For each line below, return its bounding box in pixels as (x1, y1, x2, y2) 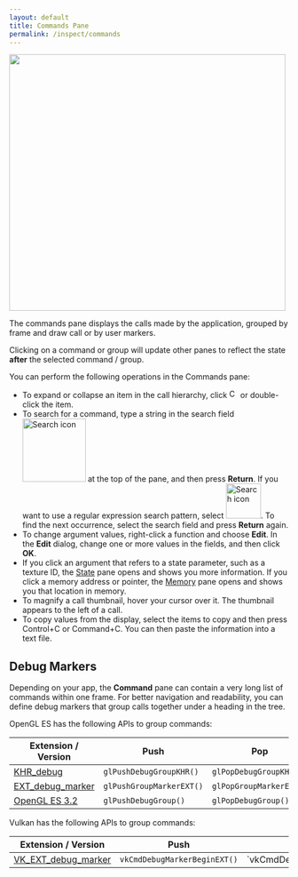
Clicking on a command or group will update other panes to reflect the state (9, 345, 286, 355)
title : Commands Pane (9, 21, 90, 30)
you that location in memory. (21, 586, 127, 596)
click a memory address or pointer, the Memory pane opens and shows (21, 577, 284, 587)
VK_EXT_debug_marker (13, 854, 112, 866)
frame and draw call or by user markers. (9, 328, 156, 339)
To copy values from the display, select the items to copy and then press (21, 614, 288, 625)
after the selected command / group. (9, 355, 145, 365)
